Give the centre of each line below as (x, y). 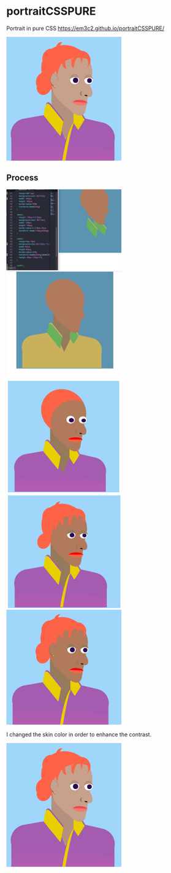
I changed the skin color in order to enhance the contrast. (79, 734)
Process (22, 178)
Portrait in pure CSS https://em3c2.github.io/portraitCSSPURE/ (85, 28)
